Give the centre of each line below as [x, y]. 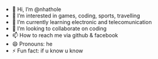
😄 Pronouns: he [32, 44]
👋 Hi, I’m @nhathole [37, 9]
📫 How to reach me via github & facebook [65, 35]
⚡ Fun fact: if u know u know [48, 51]
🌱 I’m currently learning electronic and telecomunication [82, 22]
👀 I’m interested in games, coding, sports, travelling [76, 16]
